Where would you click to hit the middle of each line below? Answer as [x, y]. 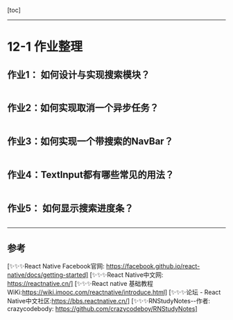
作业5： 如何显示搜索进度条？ [70, 208]
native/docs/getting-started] [48, 275]
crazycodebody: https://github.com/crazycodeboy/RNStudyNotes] [102, 309]
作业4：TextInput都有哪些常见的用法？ [91, 175]
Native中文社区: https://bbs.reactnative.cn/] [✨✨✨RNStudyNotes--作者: [109, 301]
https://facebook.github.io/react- [153, 266]
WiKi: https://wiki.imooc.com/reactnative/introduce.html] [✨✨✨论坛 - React [114, 292]
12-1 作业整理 [45, 47]
